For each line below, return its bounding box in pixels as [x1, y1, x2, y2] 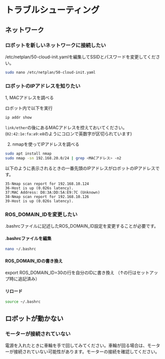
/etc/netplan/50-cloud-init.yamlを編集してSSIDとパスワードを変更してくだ [5, 54, 156, 60]
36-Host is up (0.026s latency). [5, 186, 74, 191]
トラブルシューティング [5, 4, 100, 16]
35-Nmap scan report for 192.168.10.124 [5, 181, 90, 186]
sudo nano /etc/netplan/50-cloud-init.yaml [5, 70, 96, 75]
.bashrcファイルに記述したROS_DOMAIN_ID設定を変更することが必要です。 [5, 223, 159, 229]
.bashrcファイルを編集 [5, 235, 52, 241]
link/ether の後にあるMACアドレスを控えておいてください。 [5, 124, 127, 130]
